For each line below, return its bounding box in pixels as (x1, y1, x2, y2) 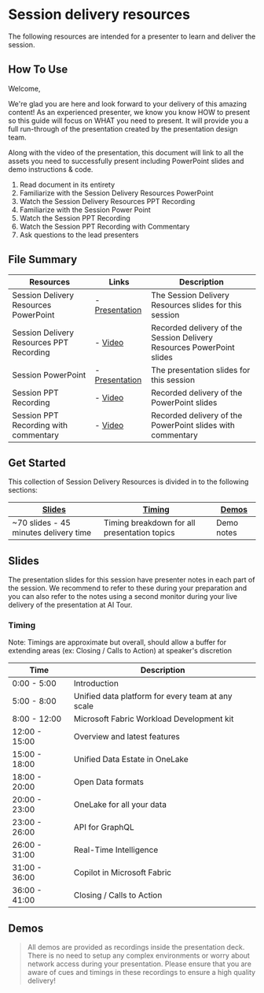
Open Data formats (73, 776, 144, 787)
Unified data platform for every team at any (73, 691, 233, 702)
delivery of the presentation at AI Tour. (8, 601, 133, 610)
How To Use (8, 63, 68, 76)
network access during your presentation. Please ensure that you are (27, 959, 251, 969)
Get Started (8, 456, 66, 470)
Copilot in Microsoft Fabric (73, 867, 171, 878)
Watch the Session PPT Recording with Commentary (19, 221, 190, 231)
